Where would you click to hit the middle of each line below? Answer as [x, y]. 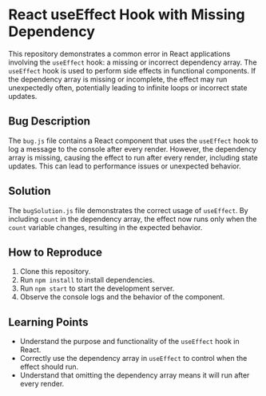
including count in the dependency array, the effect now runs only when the [133, 219]
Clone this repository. [55, 271]
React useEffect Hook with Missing [127, 15]
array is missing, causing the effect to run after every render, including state [133, 157]
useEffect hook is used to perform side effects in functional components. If [132, 70]
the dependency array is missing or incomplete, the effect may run [118, 79]
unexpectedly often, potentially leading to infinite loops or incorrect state [128, 87]
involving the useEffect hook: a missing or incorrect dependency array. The [133, 62]
